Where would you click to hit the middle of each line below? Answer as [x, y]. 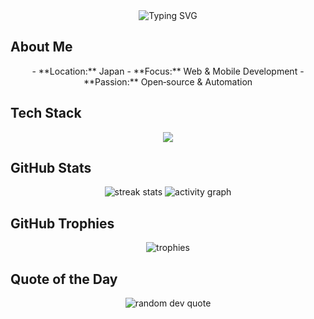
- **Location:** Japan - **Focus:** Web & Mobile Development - [168, 71]
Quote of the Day [64, 279]
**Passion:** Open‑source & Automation [168, 81]
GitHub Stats [51, 168]
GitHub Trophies [62, 223]
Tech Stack [46, 113]
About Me [41, 47]
